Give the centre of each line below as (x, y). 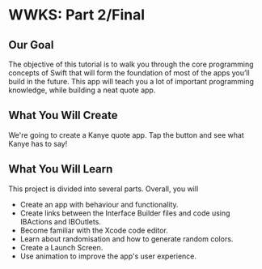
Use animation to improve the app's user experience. (108, 256)
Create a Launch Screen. (61, 247)
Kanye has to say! (38, 143)
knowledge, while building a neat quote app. (82, 90)
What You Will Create (63, 115)
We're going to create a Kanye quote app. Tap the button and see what (126, 134)
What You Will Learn (61, 169)
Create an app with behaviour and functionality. (99, 204)
